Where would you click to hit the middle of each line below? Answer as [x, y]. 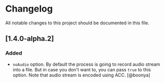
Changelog [29, 9]
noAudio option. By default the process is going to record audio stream [86, 64]
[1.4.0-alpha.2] [30, 39]
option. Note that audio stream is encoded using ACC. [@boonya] [81, 75]
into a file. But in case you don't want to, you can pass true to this [82, 69]
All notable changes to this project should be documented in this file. [77, 23]
